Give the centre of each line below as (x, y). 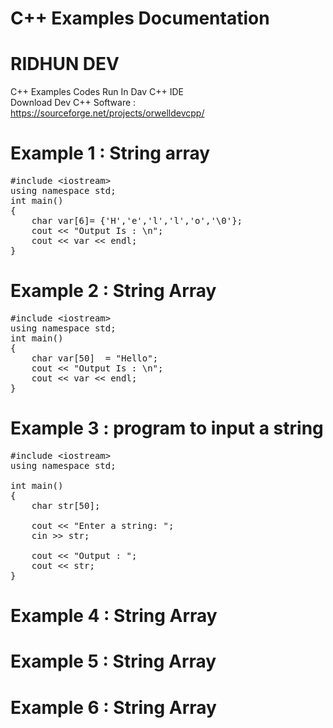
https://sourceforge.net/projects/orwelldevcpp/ (107, 113)
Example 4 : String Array (114, 616)
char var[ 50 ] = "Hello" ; (95, 358)
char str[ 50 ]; (66, 505)
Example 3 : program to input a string (167, 428)
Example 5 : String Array (113, 661)
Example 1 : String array (110, 153)
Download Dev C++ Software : (73, 103)
